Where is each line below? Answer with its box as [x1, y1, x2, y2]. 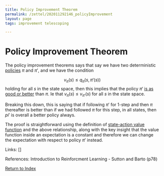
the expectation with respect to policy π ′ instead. [5, 137, 103, 143]
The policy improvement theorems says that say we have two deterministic [5, 62, 156, 68]
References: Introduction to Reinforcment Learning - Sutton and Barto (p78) [5, 156, 158, 162]
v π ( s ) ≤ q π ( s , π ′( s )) [63, 77, 101, 84]
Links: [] [5, 146, 22, 152]
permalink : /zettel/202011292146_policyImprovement [5, 12, 113, 17]
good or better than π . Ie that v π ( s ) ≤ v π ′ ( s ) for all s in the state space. [5, 91, 145, 98]
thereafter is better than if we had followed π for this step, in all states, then [5, 107, 157, 112]
